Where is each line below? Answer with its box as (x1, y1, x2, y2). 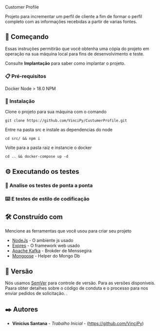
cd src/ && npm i (5, 136, 40, 141)
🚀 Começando (5, 33, 49, 41)
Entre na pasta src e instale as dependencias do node (5, 127, 113, 133)
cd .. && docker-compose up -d (5, 154, 69, 159)
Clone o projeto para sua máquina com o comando (5, 109, 107, 115)
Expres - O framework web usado (12, 243, 80, 249)
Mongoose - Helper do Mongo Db (12, 253, 80, 259)
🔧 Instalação (5, 98, 35, 105)
